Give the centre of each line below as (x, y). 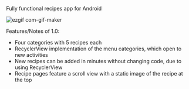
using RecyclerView (38, 67)
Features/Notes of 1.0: (33, 31)
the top (23, 80)
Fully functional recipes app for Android (54, 8)
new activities (31, 55)
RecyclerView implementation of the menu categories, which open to (98, 49)
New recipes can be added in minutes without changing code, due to (98, 61)
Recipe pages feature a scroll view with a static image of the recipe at (99, 73)
